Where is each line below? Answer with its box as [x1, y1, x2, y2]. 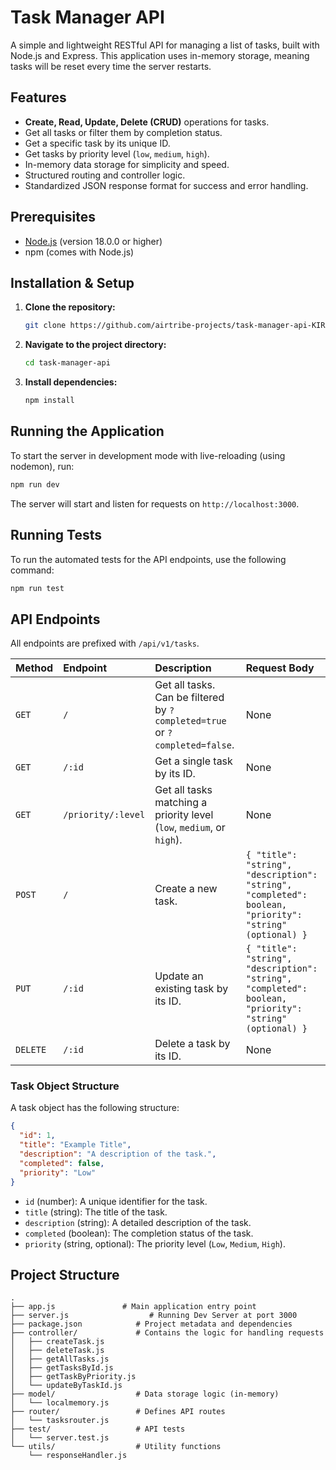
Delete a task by [154, 1037, 231, 1051]
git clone [24, 321, 67, 331]
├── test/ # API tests [10, 1424, 186, 1435]
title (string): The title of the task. [24, 1206, 168, 1218]
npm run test [10, 583, 65, 593]
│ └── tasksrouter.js [10, 1416, 110, 1426]
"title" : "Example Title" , [19, 1140, 132, 1150]
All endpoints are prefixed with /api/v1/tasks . [10, 637, 200, 650]
